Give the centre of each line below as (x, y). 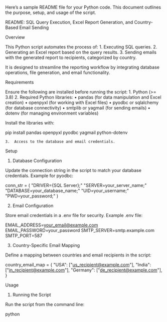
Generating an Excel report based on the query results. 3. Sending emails (81, 52)
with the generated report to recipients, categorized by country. (71, 57)
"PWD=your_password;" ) (32, 196)
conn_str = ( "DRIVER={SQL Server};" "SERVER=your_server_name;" (76, 185)
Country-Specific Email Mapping (46, 245)
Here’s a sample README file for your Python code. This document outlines (83, 7)
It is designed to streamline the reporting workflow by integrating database (82, 67)
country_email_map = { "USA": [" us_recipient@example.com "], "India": (78, 265)
